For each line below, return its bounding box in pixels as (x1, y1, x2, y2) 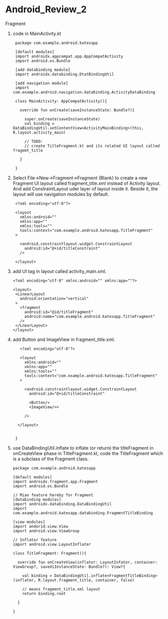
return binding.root (22, 591, 66, 596)
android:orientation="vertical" (19, 296, 89, 301)
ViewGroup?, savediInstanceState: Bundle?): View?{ (12, 564, 125, 569)
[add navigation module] (15, 80, 68, 86)
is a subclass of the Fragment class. (12, 456, 89, 462)
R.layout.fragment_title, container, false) (38, 578, 135, 583)
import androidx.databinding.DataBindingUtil (12, 501, 112, 506)
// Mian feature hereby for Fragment (12, 493, 94, 498)
